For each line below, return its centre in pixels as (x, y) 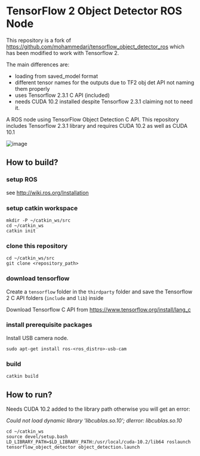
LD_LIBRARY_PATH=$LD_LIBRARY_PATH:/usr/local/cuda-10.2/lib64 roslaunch (99, 442)
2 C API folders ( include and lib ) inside (55, 298)
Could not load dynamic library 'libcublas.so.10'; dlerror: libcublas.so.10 (94, 420)
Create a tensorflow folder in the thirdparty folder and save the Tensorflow (99, 292)
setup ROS (22, 179)
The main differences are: (38, 65)
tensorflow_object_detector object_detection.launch (73, 447)
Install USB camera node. (37, 338)
